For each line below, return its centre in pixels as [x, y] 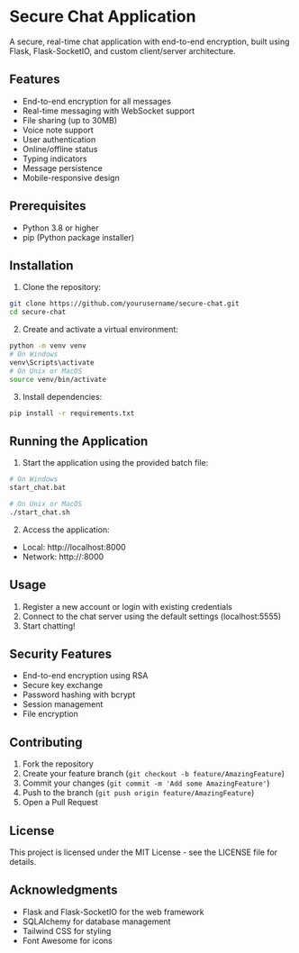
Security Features [61, 653]
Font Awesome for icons [67, 940]
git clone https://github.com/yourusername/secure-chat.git [125, 304]
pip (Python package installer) [78, 237]
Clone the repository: [62, 287]
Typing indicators [54, 159]
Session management [63, 704]
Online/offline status [60, 149]
